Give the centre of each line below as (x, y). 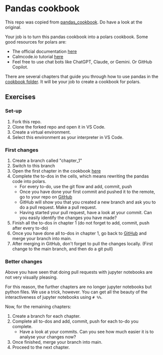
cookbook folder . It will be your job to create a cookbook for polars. (73, 82)
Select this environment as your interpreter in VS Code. (68, 137)
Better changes (24, 261)
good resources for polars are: (36, 42)
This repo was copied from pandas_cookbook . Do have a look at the (74, 22)
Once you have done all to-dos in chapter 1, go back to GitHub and (79, 233)
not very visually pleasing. (31, 277)
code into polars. (29, 181)
